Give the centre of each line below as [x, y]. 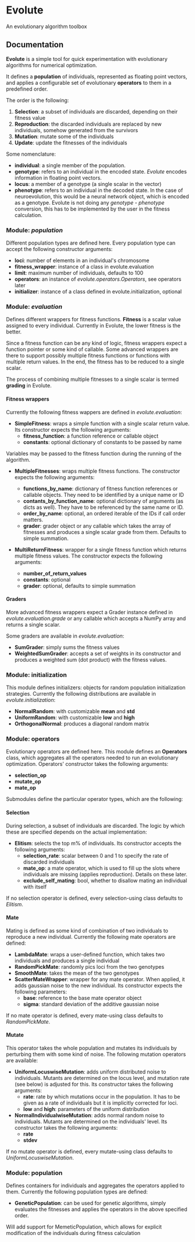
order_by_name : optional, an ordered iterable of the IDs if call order [104, 513]
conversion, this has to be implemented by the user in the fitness [92, 209]
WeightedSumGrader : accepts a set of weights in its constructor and [97, 653]
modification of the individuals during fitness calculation [73, 1233]
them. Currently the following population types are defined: [77, 1192]
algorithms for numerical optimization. [52, 65]
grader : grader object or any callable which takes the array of [97, 526]
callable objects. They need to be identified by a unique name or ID [104, 494]
